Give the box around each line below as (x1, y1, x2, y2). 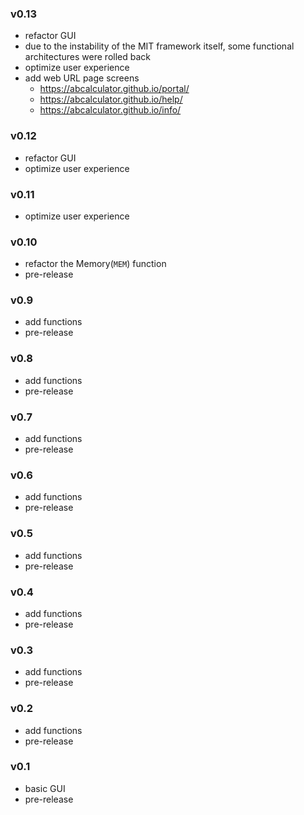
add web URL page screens (24, 72, 140, 84)
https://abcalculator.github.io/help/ (39, 93, 183, 106)
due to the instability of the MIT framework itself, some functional (24, 40, 295, 52)
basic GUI (24, 782, 66, 794)
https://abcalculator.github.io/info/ (39, 104, 182, 116)
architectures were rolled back (24, 51, 151, 63)
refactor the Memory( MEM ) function (24, 258, 167, 270)
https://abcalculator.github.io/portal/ (39, 83, 190, 95)
